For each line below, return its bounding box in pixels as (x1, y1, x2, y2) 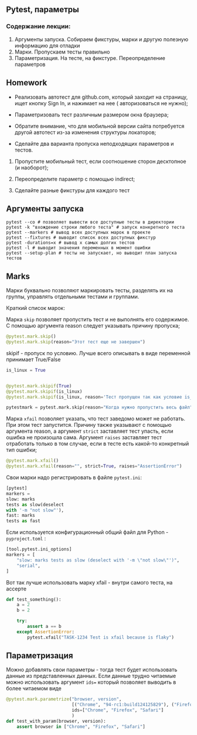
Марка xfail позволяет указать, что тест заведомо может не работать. (6, 415, 186, 422)
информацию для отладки (14, 42, 80, 49)
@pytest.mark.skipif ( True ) (6, 383, 72, 389)
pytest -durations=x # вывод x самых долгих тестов (6, 240, 135, 246)
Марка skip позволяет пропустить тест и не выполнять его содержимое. (6, 316, 189, 323)
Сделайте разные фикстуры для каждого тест (14, 186, 130, 193)
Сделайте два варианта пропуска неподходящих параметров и (14, 140, 174, 147)
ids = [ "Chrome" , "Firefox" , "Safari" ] (71, 707, 164, 713)
